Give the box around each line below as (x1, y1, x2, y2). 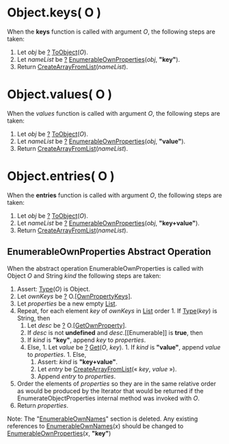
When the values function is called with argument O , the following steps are (7, 109, 221, 117)
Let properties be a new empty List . (16, 299, 118, 308)
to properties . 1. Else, (27, 350, 87, 358)
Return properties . (16, 401, 68, 409)
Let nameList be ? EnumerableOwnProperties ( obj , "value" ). (16, 137, 186, 145)
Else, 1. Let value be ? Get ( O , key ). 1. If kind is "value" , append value (27, 343, 221, 351)
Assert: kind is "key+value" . (37, 358, 118, 366)
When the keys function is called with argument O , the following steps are (7, 27, 215, 36)
